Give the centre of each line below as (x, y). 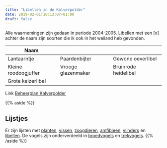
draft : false (19, 19)
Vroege (69, 67)
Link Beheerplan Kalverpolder (36, 93)
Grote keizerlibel (27, 81)
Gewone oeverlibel (135, 59)
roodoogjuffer (24, 73)
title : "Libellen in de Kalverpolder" (45, 10)
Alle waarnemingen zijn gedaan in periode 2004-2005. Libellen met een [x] (82, 33)
